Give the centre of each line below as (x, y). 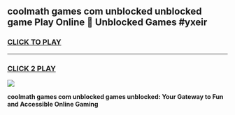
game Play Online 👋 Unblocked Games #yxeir (107, 23)
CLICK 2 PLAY (31, 68)
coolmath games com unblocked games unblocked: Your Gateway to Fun (115, 96)
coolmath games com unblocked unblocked (105, 11)
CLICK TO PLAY (34, 43)
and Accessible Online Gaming (53, 104)
